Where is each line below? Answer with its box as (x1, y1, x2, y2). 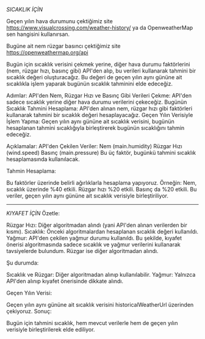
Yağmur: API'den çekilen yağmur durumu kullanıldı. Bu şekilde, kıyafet (6, 235, 182, 241)
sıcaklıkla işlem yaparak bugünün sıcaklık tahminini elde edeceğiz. (6, 80, 173, 87)
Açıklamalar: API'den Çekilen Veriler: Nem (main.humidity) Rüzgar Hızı (6, 143, 182, 149)
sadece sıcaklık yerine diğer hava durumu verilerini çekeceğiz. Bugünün (6, 98, 187, 105)
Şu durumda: (6, 259, 39, 266)
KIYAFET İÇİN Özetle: (6, 210, 60, 216)
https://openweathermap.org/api (6, 49, 88, 56)
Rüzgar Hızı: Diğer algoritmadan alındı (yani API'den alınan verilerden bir (6, 221, 187, 229)
